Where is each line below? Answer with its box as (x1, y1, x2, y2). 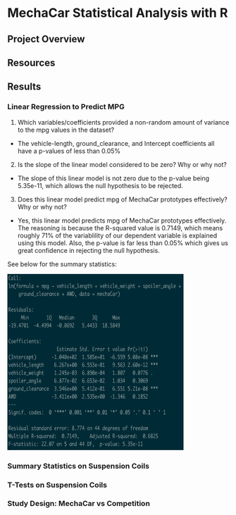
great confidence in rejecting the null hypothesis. (17, 246, 160, 254)
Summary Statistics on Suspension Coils (7, 461, 150, 471)
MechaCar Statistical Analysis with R (7, 5, 228, 21)
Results (7, 81, 42, 93)
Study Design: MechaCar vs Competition (7, 499, 150, 509)
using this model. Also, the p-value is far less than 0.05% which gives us (17, 238, 229, 247)
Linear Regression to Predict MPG (7, 102, 125, 112)
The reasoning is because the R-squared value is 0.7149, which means (17, 223, 223, 232)
